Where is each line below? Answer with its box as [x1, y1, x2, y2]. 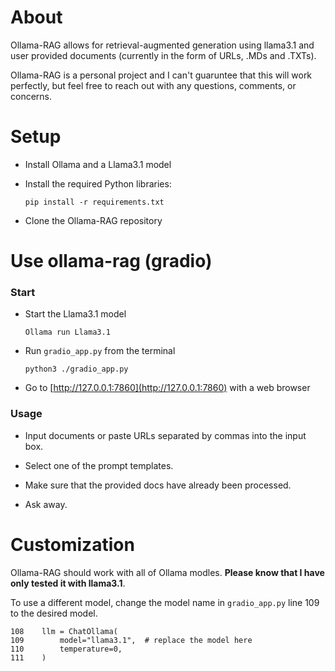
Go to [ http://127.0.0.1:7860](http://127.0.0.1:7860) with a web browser [24, 382, 311, 394]
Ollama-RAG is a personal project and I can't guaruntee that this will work [10, 69, 313, 81]
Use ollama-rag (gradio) [10, 250, 213, 273]
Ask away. [24, 498, 68, 510]
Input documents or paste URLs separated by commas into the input [24, 429, 307, 441]
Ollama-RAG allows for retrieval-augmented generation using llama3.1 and [10, 39, 315, 51]
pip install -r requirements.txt [24, 197, 165, 207]
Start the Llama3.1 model [24, 308, 127, 320]
